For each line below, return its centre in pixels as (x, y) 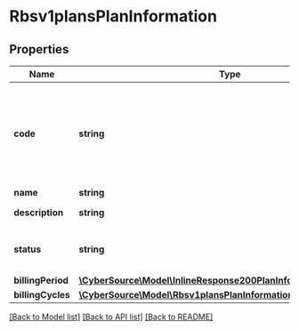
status (28, 249)
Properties (39, 49)
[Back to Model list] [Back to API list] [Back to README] (111, 317)
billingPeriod (41, 280)
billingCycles (42, 295)
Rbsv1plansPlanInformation (113, 16)
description (39, 213)
